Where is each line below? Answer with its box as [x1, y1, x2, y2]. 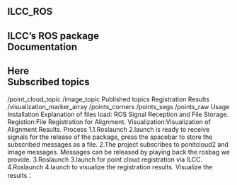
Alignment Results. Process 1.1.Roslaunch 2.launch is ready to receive [7, 125, 210, 133]
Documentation [7, 40, 78, 52]
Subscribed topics [7, 76, 90, 88]
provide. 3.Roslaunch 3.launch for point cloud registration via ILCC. [7, 155, 203, 164]
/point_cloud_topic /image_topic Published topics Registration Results [7, 95, 210, 103]
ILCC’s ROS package [7, 30, 99, 42]
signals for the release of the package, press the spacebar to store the [7, 133, 213, 141]
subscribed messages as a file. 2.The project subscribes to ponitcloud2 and [7, 140, 229, 148]
